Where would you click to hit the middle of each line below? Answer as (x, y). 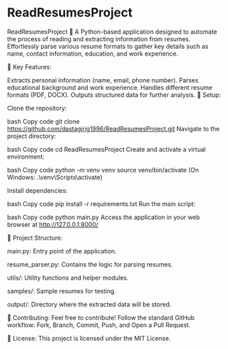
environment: (26, 157)
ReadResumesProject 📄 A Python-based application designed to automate (112, 32)
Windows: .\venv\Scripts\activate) (55, 177)
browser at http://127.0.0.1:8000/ (53, 224)
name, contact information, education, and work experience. (93, 54)
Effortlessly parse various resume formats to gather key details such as (108, 46)
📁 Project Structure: (35, 238)
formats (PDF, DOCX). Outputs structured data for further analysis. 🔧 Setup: (114, 95)
